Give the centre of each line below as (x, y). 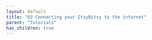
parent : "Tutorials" (32, 22)
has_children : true (30, 28)
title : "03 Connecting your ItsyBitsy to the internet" (76, 17)
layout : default (26, 11)
